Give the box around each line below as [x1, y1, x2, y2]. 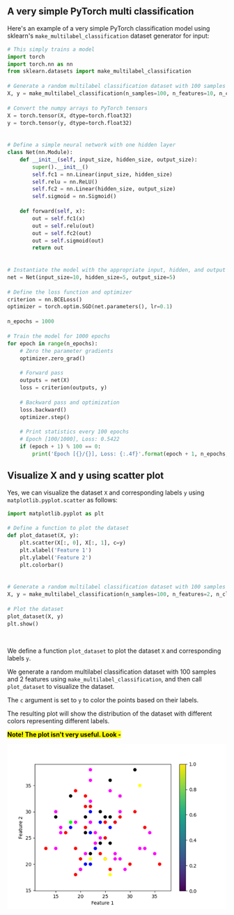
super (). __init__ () [32, 163, 89, 170]
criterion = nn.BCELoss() [7, 296, 82, 303]
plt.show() [7, 620, 39, 627]
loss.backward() [19, 406, 68, 414]
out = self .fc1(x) [32, 215, 86, 222]
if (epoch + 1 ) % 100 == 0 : [19, 443, 101, 451]
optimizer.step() [19, 414, 70, 421]
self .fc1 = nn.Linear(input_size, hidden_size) [32, 171, 173, 178]
